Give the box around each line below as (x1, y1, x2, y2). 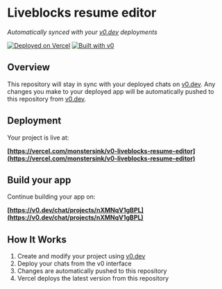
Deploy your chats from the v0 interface (17, 259, 132, 268)
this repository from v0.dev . (7, 94, 87, 103)
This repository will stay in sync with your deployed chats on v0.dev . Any (7, 80, 216, 88)
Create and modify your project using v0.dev (17, 252, 146, 261)
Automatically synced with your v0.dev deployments (7, 28, 157, 36)
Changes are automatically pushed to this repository (17, 267, 167, 275)
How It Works (7, 233, 67, 245)
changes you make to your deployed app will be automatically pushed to (7, 87, 214, 95)
